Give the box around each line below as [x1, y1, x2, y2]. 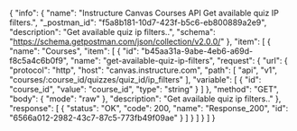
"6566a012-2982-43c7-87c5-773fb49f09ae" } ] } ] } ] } [9, 112, 216, 123]
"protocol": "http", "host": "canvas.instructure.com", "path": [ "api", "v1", [9, 65, 278, 75]
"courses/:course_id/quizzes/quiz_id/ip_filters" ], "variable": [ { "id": [9, 74, 262, 84]
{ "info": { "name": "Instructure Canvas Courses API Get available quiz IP [9, 8, 280, 18]
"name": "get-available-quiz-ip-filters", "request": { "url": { [70, 56, 288, 65]
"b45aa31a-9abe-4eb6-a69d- [141, 46, 254, 57]
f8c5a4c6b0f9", [9, 56, 70, 65]
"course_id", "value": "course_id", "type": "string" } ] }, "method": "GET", [9, 84, 280, 94]
